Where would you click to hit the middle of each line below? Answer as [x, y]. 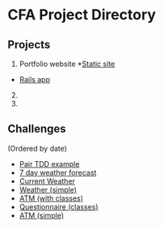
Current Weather [47, 181]
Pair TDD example [49, 164]
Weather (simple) [48, 189]
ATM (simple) [42, 215]
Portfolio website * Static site [67, 64]
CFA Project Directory [82, 15]
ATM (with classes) [51, 198]
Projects [29, 45]
